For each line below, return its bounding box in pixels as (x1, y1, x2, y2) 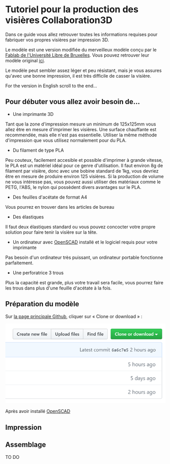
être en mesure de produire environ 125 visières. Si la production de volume (5, 173, 164, 179)
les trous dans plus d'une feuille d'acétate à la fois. (5, 285, 112, 291)
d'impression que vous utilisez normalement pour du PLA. (5, 137, 127, 143)
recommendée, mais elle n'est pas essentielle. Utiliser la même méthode (5, 132, 157, 138)
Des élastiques (12, 213, 44, 220)
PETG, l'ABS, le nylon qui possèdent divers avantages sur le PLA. (5, 184, 141, 190)
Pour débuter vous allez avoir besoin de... (5, 97, 140, 106)
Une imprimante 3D (12, 111, 54, 117)
